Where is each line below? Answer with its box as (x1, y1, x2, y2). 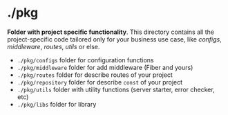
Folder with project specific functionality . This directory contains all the (7, 28, 215, 36)
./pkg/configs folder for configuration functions (17, 55, 154, 64)
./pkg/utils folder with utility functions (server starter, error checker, (17, 85, 216, 94)
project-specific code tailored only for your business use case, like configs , (7, 35, 222, 43)
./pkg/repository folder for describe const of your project (17, 78, 183, 86)
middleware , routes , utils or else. (7, 42, 100, 51)
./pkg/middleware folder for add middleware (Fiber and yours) (17, 63, 193, 71)
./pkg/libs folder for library (17, 100, 97, 108)
